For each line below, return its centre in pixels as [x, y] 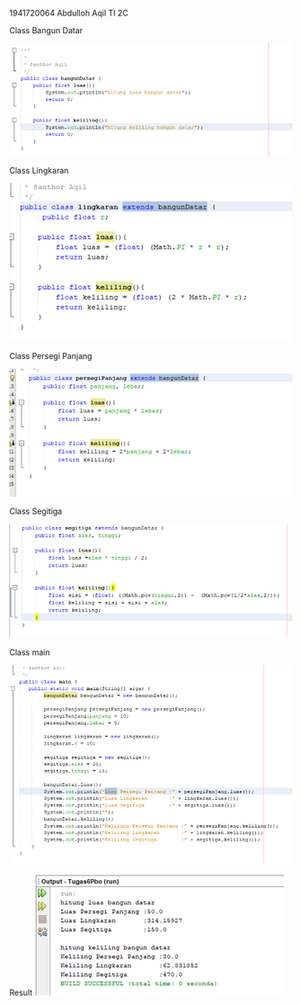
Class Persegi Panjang [51, 356]
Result [21, 992]
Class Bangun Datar [46, 30]
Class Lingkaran [39, 170]
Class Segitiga [36, 511]
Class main [30, 652]
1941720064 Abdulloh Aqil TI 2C [69, 13]
